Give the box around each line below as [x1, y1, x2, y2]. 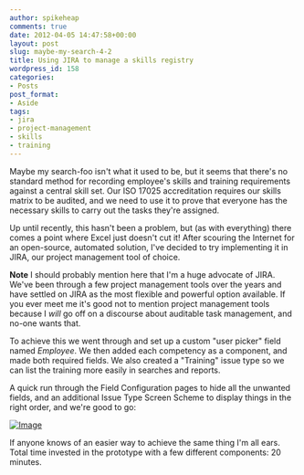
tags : [9, 107, 30, 116]
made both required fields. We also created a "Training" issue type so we [9, 354, 285, 365]
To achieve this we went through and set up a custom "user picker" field [9, 335, 281, 346]
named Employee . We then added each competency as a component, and [9, 344, 288, 356]
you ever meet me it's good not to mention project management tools [9, 298, 270, 309]
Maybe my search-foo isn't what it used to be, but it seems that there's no [9, 165, 288, 176]
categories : [9, 73, 55, 82]
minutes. [9, 456, 43, 467]
